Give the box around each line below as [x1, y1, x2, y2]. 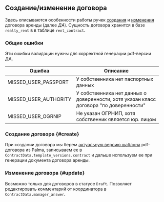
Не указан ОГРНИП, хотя [76, 110, 136, 117]
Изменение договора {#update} [5, 170, 85, 177]
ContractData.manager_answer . [5, 191, 66, 197]
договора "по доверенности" [76, 102, 145, 109]
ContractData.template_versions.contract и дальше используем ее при [5, 152, 153, 158]
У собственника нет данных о [76, 90, 147, 97]
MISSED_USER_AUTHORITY [7, 96, 72, 103]
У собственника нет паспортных [76, 76, 154, 83]
